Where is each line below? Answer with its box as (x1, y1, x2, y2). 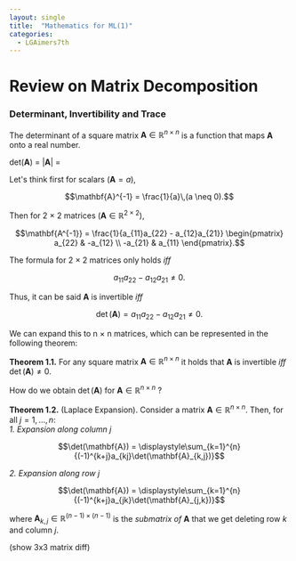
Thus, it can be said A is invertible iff (9, 291, 144, 302)
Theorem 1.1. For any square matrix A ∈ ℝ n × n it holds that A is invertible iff (9, 354, 286, 367)
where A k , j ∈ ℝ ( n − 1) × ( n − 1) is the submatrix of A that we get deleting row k (9, 511, 287, 526)
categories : (9, 29, 53, 38)
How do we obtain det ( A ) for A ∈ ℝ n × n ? (9, 384, 163, 395)
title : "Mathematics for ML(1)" (9, 21, 133, 30)
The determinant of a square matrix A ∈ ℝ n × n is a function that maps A (9, 128, 274, 141)
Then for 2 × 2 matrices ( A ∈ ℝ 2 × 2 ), (9, 208, 145, 221)
